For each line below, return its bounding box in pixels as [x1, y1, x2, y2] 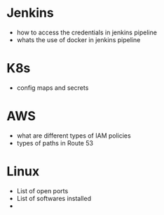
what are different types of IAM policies [16, 131, 131, 140]
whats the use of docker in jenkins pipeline [16, 35, 141, 44]
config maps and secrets [16, 83, 89, 92]
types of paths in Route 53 [16, 138, 94, 147]
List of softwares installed [16, 194, 92, 202]
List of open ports [16, 186, 69, 195]
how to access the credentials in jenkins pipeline [16, 28, 157, 37]
